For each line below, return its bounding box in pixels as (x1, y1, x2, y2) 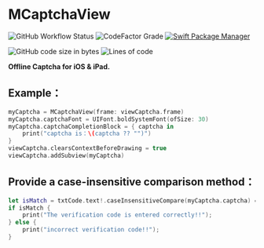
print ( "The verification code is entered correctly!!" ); (22, 211, 213, 219)
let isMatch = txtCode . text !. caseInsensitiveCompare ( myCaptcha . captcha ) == (8, 196, 262, 205)
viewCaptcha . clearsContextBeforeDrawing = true (8, 144, 167, 152)
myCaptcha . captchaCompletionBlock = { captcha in (8, 122, 174, 130)
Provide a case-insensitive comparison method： (8, 175, 255, 189)
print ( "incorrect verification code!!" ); (22, 226, 159, 234)
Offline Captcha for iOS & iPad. (8, 61, 110, 71)
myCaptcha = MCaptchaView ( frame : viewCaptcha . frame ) (8, 108, 185, 115)
